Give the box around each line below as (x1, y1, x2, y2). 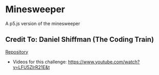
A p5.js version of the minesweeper (5, 20, 81, 27)
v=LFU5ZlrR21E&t (12, 64, 50, 70)
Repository (5, 48, 28, 55)
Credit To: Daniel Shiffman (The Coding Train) (5, 35, 154, 44)
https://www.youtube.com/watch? (68, 59, 140, 65)
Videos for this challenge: (12, 59, 67, 65)
